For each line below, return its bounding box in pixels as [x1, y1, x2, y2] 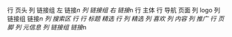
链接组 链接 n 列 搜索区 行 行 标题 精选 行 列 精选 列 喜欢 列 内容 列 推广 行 [7, 14, 217, 23]
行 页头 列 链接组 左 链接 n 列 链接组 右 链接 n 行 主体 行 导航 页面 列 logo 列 [7, 6, 221, 14]
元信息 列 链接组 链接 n [22, 23, 87, 31]
